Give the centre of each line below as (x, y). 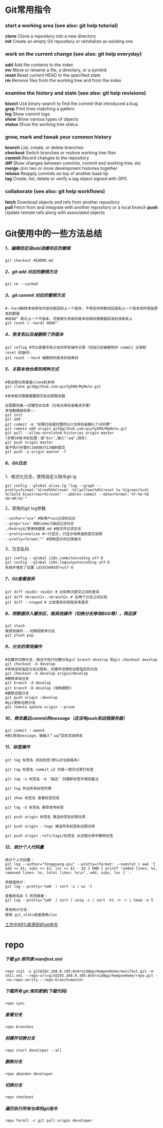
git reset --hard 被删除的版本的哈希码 (42, 358)
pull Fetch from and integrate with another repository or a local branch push (81, 207)
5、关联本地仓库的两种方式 (32, 369)
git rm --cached (21, 284)
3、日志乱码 (17, 549)
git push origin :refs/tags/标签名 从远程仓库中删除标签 (59, 836)
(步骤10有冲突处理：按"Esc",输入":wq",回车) (46, 438)
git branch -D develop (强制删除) (38, 688)
